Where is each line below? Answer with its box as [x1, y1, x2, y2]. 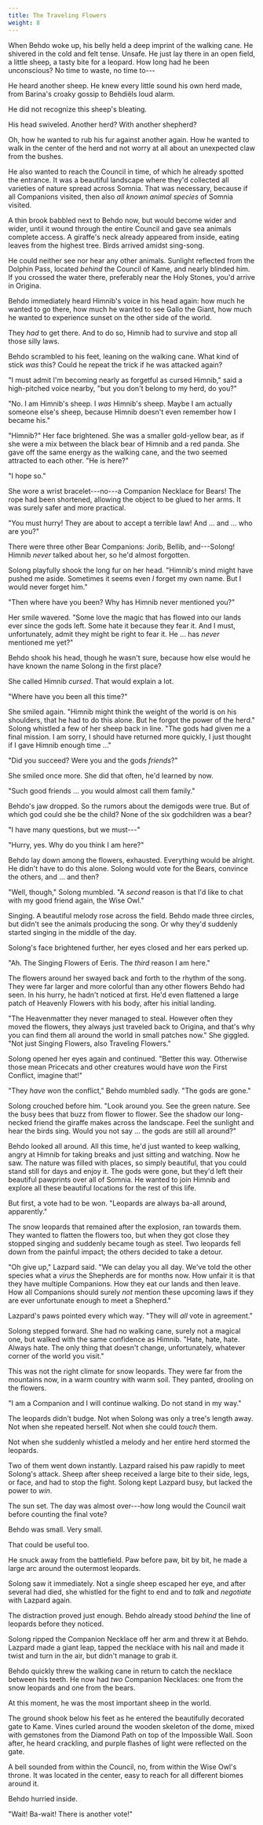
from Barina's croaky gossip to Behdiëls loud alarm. [8, 89, 175, 98]
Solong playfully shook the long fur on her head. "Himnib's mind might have [8, 565, 254, 575]
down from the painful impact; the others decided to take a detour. [8, 1247, 224, 1257]
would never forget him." [8, 582, 88, 591]
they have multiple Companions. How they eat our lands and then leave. [8, 1279, 241, 1288]
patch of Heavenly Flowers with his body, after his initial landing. [8, 998, 217, 1007]
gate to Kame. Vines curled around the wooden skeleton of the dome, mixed [8, 1721, 255, 1731]
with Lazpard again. [8, 1595, 72, 1605]
